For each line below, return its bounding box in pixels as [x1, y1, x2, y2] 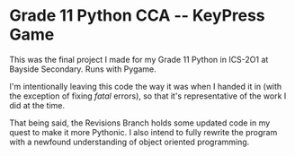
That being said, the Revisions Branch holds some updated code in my [9, 117, 271, 128]
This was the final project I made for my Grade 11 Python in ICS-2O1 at [9, 54, 269, 65]
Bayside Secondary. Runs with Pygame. [9, 64, 157, 74]
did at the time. [9, 100, 66, 110]
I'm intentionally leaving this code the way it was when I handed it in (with [9, 81, 282, 91]
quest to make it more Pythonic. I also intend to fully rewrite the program [9, 126, 278, 137]
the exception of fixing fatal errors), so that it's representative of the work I [9, 91, 287, 101]
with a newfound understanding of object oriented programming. [9, 136, 250, 147]
